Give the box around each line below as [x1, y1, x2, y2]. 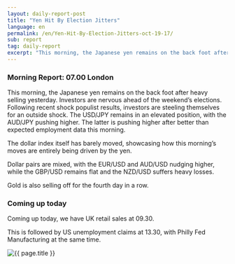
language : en [7, 23, 45, 30]
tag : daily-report [7, 43, 61, 50]
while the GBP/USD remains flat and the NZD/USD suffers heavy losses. [7, 167, 215, 176]
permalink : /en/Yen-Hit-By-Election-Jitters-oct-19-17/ [7, 29, 173, 37]
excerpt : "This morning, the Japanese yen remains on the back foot [7, 50, 211, 57]
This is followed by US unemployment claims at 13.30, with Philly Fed [7, 228, 206, 237]
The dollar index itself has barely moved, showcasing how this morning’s [7, 139, 217, 148]
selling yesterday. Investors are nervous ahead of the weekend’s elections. [7, 96, 222, 104]
